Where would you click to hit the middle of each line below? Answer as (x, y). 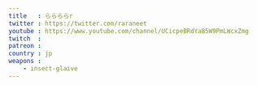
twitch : (25, 38)
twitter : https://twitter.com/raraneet (78, 23)
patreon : (25, 46)
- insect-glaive (51, 69)
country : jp (30, 53)
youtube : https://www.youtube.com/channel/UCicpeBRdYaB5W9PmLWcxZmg (129, 31)
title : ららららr (41, 16)
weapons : (25, 62)
